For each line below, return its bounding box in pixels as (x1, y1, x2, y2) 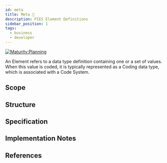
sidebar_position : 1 (5, 21, 48, 26)
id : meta (5, 7, 23, 12)
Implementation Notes (5, 134, 76, 143)
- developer (9, 35, 35, 40)
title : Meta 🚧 (5, 12, 35, 17)
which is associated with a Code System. (5, 69, 90, 75)
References (5, 151, 42, 160)
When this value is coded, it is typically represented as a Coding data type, (5, 63, 159, 70)
